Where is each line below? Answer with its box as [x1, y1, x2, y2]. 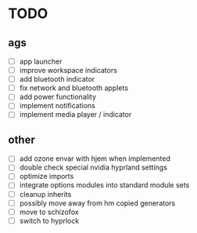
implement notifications [19, 101, 96, 111]
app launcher [19, 56, 63, 66]
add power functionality [19, 92, 96, 102]
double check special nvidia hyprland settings [19, 162, 168, 173]
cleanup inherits [19, 189, 72, 198]
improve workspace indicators [19, 66, 117, 75]
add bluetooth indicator [19, 75, 95, 84]
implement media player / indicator [19, 110, 132, 119]
